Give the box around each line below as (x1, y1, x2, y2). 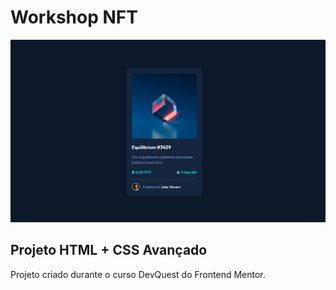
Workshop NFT (10, 6, 138, 29)
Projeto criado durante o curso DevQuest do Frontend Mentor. (10, 268, 266, 280)
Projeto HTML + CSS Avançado (10, 242, 208, 259)
